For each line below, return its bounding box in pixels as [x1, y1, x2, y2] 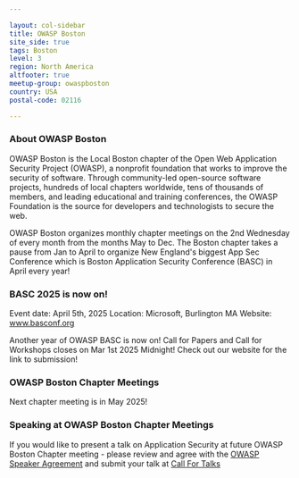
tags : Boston [9, 46, 58, 55]
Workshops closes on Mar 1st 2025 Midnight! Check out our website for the [9, 345, 287, 356]
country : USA [9, 87, 58, 96]
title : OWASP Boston [9, 29, 87, 38]
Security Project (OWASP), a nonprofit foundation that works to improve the [9, 163, 287, 173]
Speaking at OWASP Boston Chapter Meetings [9, 419, 214, 432]
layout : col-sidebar [9, 21, 87, 29]
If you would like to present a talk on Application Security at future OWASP [9, 439, 284, 449]
